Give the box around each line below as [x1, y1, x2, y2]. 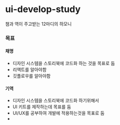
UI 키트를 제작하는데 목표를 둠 [12, 104, 72, 110]
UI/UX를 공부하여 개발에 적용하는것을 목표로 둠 [12, 110, 105, 116]
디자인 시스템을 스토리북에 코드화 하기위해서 [12, 97, 99, 104]
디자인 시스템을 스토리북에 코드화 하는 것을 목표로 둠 [12, 60, 115, 67]
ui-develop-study [5, 4, 81, 15]
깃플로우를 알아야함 [12, 73, 51, 79]
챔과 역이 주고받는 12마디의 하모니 [5, 21, 72, 27]
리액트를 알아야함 [12, 67, 47, 73]
